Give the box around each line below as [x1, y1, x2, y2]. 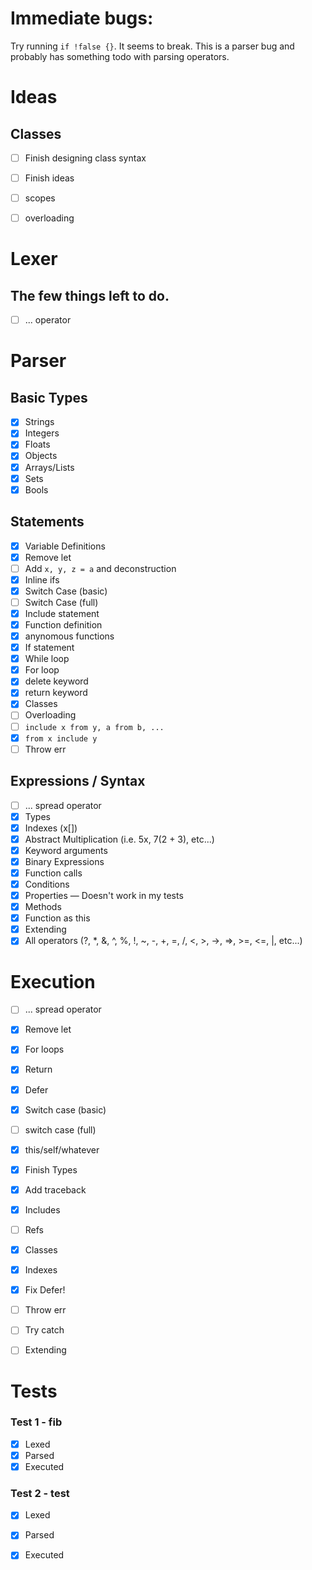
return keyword [24, 687, 88, 699]
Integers [24, 427, 60, 439]
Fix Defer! [24, 1284, 66, 1296]
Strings [24, 416, 55, 428]
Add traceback [24, 1183, 87, 1196]
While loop [24, 653, 70, 665]
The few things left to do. [10, 287, 170, 304]
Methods [24, 901, 62, 913]
